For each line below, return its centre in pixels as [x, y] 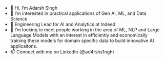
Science [19, 19]
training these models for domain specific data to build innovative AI [82, 41]
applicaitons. [24, 46]
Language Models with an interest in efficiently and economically [79, 35]
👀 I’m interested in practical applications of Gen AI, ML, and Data [78, 13]
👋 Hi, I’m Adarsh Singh [34, 8]
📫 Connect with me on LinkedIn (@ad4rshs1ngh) [62, 52]
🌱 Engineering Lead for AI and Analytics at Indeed [63, 24]
